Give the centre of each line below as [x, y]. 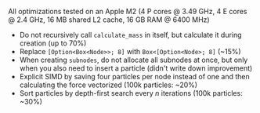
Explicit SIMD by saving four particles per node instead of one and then [134, 77]
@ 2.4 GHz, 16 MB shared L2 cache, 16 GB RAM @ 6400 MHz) [109, 20]
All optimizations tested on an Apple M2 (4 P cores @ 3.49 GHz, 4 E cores [128, 11]
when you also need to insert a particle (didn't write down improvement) [136, 68]
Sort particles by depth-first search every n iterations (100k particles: [131, 93]
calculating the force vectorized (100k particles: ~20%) [108, 85]
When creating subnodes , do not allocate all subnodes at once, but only [134, 60]
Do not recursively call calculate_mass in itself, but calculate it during [130, 35]
